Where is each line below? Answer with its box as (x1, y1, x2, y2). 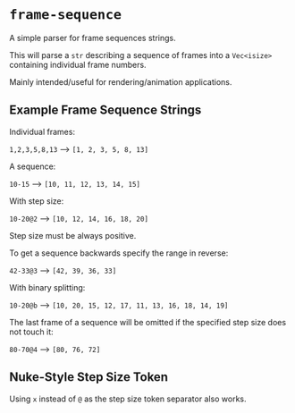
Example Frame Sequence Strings (9, 103, 202, 118)
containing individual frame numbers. (9, 59, 147, 70)
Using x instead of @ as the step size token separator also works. (9, 393, 248, 404)
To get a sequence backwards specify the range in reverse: (9, 248, 229, 258)
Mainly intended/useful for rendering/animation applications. (9, 76, 232, 87)
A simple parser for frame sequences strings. (9, 32, 176, 43)
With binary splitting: (9, 282, 86, 292)
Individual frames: (9, 126, 76, 137)
